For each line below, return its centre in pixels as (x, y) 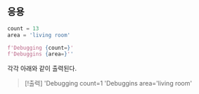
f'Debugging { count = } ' (40, 48)
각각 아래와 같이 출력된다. (42, 69)
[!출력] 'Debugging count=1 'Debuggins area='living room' (108, 83)
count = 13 (23, 28)
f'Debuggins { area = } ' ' (40, 54)
